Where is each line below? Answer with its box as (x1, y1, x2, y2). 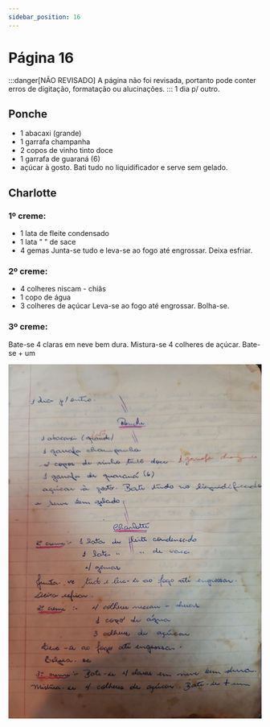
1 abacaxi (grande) (19, 129, 82, 138)
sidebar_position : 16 (8, 13, 81, 21)
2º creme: (8, 266, 48, 277)
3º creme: (8, 321, 48, 333)
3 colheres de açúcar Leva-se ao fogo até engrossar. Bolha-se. (19, 301, 230, 311)
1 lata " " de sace (19, 238, 76, 247)
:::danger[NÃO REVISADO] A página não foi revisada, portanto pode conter (8, 75, 256, 85)
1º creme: (8, 210, 47, 221)
